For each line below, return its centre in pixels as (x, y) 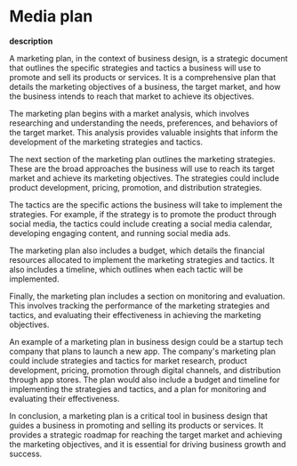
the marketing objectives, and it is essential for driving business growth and (148, 444)
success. (26, 454)
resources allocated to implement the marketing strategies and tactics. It (142, 259)
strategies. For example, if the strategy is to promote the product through (143, 214)
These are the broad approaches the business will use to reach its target (142, 168)
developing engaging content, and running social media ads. (120, 233)
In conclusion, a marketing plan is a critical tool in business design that (139, 415)
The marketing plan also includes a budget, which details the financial (137, 250)
